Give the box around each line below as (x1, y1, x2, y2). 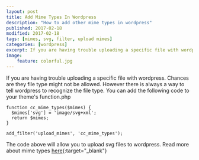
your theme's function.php (6, 93, 71, 100)
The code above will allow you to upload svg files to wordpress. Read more (6, 141, 190, 148)
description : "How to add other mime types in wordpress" (6, 19, 152, 25)
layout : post (6, 8, 38, 15)
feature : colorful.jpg (17, 58, 73, 64)
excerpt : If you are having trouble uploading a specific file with (6, 47, 179, 53)
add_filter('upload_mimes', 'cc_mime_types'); (6, 130, 123, 136)
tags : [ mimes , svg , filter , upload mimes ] (6, 36, 113, 42)
